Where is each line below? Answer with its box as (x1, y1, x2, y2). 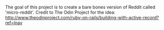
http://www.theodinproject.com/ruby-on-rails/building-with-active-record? (5, 15, 159, 20)
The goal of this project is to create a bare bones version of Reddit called (5, 4, 155, 10)
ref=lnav (5, 20, 22, 26)
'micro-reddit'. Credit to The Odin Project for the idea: (5, 9, 115, 15)
